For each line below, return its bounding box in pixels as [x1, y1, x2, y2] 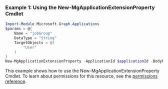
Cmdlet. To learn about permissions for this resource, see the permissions [5, 73, 158, 79]
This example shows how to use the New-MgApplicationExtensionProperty [5, 68, 160, 74]
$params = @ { [5, 26, 32, 31]
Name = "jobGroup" [14, 31, 52, 36]
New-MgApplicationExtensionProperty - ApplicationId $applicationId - [5, 59, 153, 64]
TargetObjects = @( [14, 40, 55, 45]
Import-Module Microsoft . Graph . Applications [5, 21, 99, 26]
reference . [5, 78, 26, 84]
